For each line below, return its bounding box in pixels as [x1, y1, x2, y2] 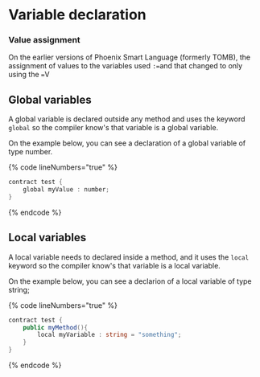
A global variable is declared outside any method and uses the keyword [8, 114, 246, 124]
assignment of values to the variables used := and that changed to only [8, 61, 243, 71]
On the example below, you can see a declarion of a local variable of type [8, 276, 252, 286]
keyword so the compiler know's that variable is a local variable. [8, 260, 221, 270]
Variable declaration [8, 6, 147, 24]
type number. [8, 147, 53, 157]
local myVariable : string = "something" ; [37, 331, 182, 339]
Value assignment [8, 35, 80, 46]
